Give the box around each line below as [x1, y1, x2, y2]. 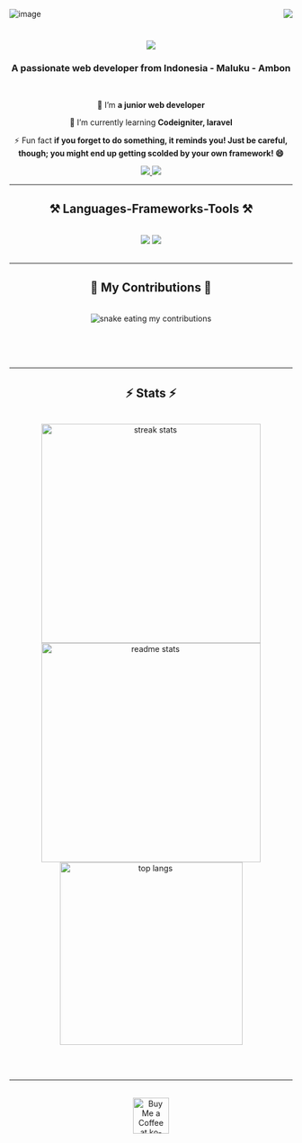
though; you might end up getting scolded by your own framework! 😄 [17, 148, 285, 159]
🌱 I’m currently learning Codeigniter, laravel [69, 117, 233, 128]
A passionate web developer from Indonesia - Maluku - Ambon [11, 62, 291, 75]
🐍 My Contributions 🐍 [90, 280, 212, 295]
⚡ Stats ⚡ [125, 385, 177, 400]
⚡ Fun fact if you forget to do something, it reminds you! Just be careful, [13, 135, 289, 146]
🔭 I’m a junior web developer [97, 100, 205, 111]
